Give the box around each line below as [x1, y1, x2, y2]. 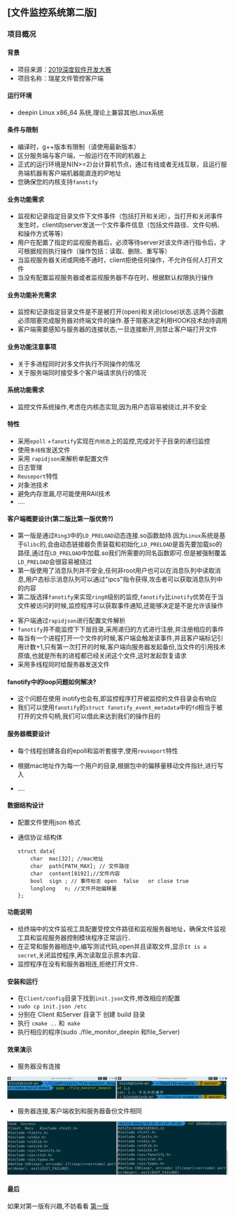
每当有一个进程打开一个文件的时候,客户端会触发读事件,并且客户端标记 [17, 634, 218, 642]
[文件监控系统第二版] [7, 6, 97, 19]
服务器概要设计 [7, 729, 50, 738]
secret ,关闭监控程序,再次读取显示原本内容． [17, 950, 145, 959]
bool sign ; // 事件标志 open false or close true [30, 877, 189, 884]
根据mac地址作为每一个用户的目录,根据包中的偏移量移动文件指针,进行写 [17, 761, 224, 770]
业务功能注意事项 [7, 343, 57, 351]
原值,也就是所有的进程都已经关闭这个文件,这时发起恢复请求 [17, 651, 187, 660]
